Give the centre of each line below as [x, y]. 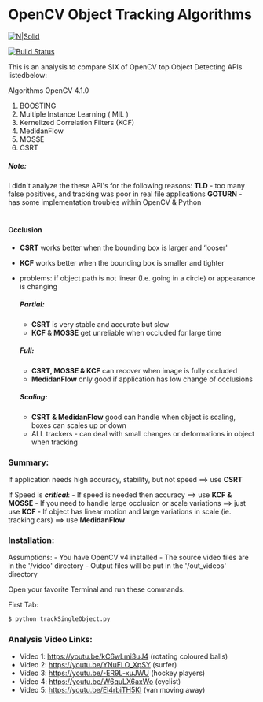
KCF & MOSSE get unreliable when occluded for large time [126, 332]
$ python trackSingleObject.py [59, 619]
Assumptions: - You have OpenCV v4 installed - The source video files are [128, 558]
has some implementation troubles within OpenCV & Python [105, 202]
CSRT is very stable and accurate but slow [100, 324]
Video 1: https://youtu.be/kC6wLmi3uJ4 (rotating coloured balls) [124, 656]
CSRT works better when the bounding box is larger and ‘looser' [124, 247]
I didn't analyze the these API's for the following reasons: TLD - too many [127, 185]
